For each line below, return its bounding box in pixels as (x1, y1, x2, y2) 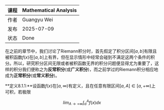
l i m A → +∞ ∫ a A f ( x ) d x (62, 99, 102, 107)
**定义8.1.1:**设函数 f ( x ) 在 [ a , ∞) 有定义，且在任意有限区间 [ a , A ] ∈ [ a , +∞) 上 (5, 83, 156, 89)
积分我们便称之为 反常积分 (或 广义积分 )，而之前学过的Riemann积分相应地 (13, 67, 159, 72)
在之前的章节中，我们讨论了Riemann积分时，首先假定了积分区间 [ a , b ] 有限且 (5, 48, 157, 54)
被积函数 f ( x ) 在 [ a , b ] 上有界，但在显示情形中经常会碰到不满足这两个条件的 (5, 55, 151, 60)
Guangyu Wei (22, 17, 53, 23)
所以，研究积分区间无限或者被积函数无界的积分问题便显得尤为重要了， (13, 60, 155, 66)
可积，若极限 (5, 89, 31, 94)
